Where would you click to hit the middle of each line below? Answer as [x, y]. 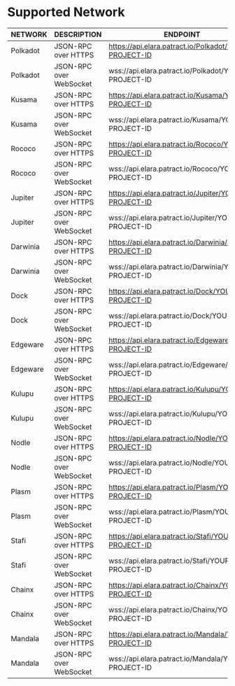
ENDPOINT [182, 34]
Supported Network [66, 12]
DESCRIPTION [78, 34]
